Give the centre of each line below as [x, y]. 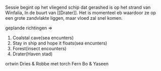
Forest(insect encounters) [39, 48]
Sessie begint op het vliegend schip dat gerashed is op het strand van [78, 7]
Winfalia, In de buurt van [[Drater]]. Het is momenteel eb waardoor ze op [81, 13]
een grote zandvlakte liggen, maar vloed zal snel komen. [64, 18]
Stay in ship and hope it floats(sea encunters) [60, 43]
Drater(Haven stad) [33, 54]
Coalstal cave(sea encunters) [43, 38]
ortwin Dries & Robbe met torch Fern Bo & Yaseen [57, 64]
